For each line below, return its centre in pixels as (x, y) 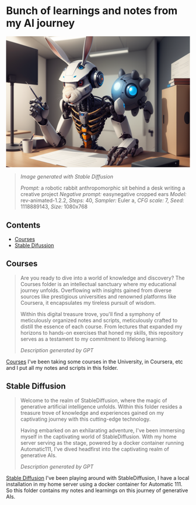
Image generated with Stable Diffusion (67, 177)
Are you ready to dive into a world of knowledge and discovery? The (102, 278)
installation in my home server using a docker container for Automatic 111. (94, 484)
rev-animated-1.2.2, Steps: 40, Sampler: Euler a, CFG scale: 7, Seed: (102, 201)
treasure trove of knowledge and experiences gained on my (92, 413)
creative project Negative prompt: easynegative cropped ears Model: (103, 194)
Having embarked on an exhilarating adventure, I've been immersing (102, 430)
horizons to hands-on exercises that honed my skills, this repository (102, 332)
